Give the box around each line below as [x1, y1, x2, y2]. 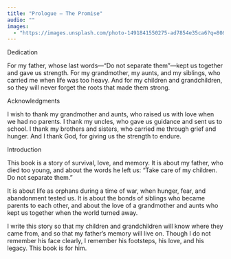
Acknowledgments [7, 97, 60, 105]
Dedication [7, 48, 38, 56]
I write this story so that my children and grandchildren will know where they [7, 222, 223, 231]
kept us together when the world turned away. [7, 209, 138, 217]
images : [7, 23, 30, 30]
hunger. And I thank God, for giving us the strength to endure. [7, 132, 182, 141]
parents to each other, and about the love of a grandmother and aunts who [7, 201, 219, 210]
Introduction [7, 145, 42, 154]
